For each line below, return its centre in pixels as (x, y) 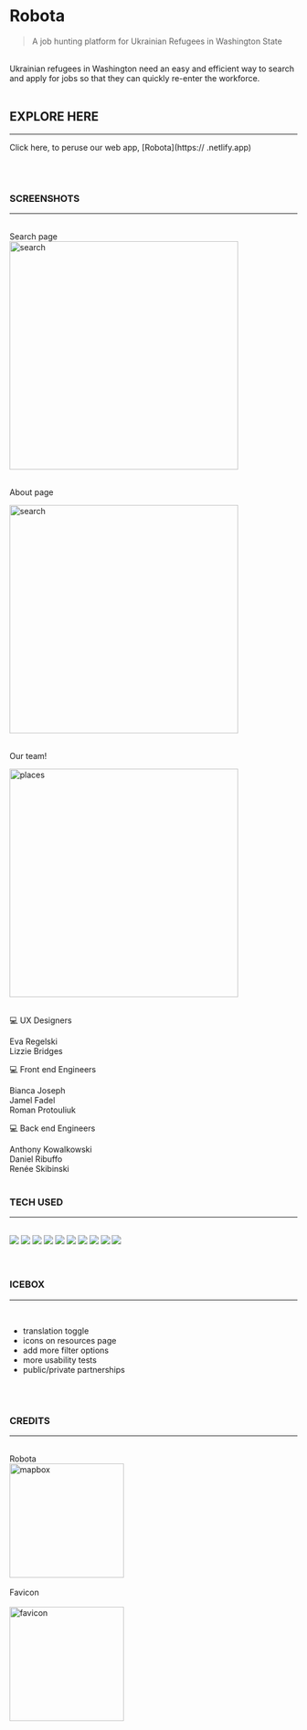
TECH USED (37, 1202)
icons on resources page (69, 1340)
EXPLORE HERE (54, 116)
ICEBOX (27, 1284)
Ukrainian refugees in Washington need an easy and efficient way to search (152, 69)
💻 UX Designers (41, 1020)
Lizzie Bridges (36, 1051)
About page (32, 492)
